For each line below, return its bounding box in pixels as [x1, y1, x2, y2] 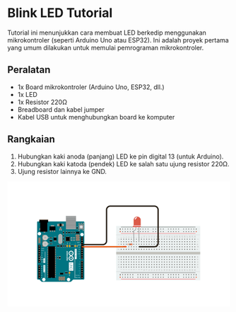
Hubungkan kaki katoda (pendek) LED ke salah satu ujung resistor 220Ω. [17, 159, 230, 168]
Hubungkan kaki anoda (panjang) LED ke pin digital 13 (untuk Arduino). [17, 152, 224, 161]
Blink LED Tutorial [7, 5, 113, 21]
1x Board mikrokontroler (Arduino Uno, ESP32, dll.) [17, 83, 165, 91]
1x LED [17, 90, 37, 98]
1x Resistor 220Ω [17, 98, 67, 106]
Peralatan [7, 64, 51, 76]
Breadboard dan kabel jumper [17, 105, 105, 114]
